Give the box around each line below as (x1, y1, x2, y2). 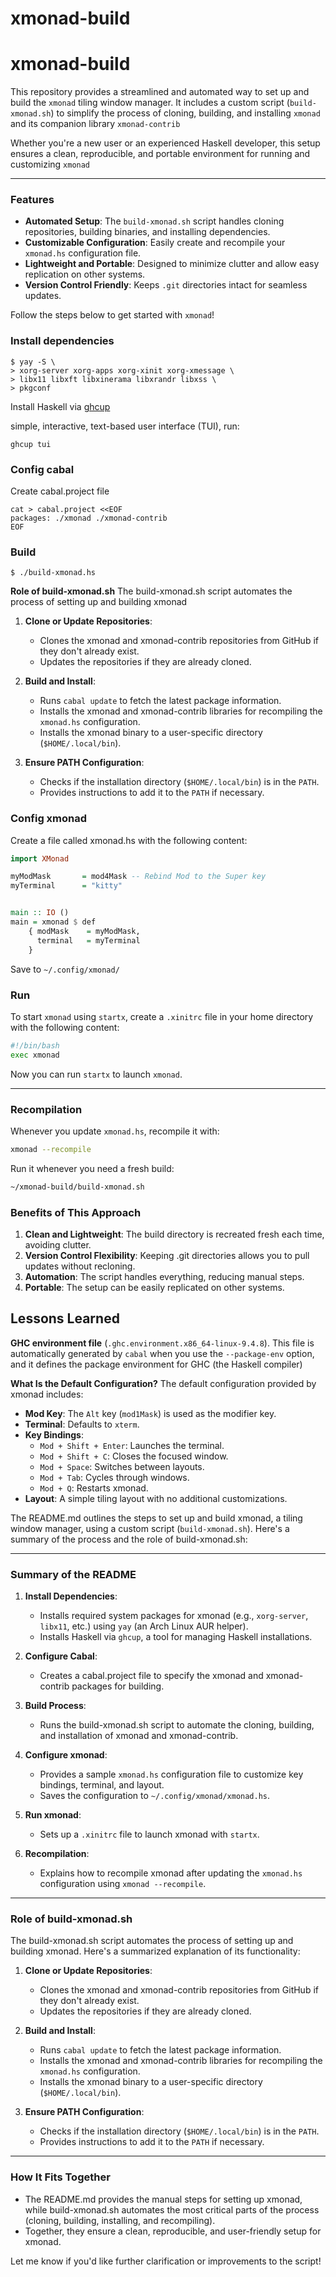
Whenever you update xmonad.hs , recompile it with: (10, 1125, 220, 1137)
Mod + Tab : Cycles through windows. (39, 1471, 190, 1483)
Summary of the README (10, 1567, 137, 1581)
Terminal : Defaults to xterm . (24, 1418, 140, 1430)
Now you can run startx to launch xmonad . (10, 1068, 183, 1080)
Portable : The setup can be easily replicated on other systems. (24, 1282, 285, 1293)
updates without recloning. (24, 1260, 136, 1272)
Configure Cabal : (24, 1650, 98, 1662)
